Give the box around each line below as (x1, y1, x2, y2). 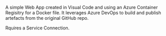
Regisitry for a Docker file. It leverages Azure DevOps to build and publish (5, 10, 161, 16)
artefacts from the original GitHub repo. (5, 15, 89, 21)
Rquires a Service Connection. (5, 25, 70, 31)
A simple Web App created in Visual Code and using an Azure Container (5, 5, 158, 10)
